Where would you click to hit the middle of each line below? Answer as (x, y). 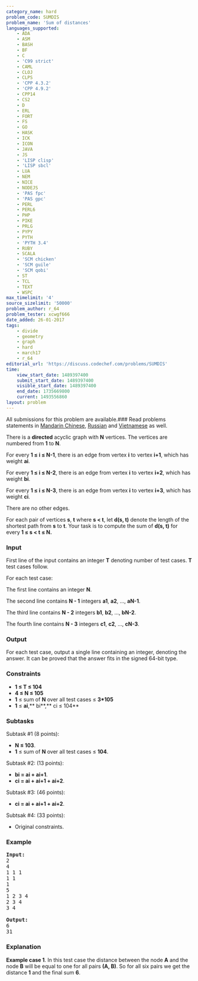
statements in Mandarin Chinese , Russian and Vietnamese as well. (87, 425)
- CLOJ (25, 72)
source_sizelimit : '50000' (39, 303)
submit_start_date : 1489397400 (55, 380)
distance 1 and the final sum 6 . (43, 972)
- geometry (30, 336)
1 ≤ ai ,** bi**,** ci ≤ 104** (47, 706)
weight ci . (18, 496)
